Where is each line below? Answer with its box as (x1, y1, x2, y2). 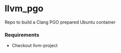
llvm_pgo (4, 3, 44, 14)
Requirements (4, 31, 40, 38)
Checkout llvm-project (11, 43, 58, 49)
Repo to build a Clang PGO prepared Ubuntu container (4, 19, 116, 25)
